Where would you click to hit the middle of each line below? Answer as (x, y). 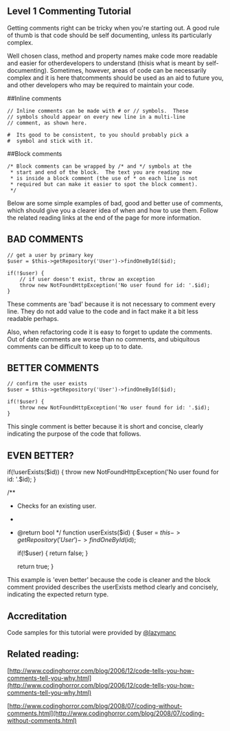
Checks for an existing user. (57, 506)
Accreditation (37, 616)
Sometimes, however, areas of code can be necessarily (128, 70)
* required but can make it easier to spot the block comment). (104, 184)
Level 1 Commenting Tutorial (69, 11)
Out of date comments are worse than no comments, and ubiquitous (104, 339)
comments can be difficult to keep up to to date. (75, 346)
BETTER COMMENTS (53, 368)
